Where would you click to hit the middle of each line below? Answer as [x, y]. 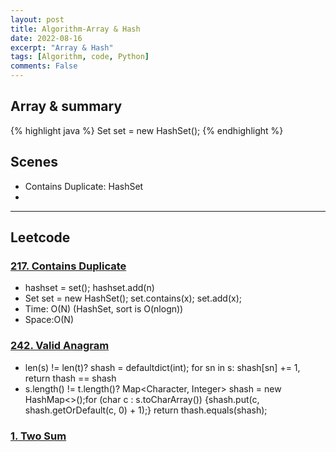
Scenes [34, 162]
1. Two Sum [38, 436]
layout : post [37, 19]
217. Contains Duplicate [68, 266]
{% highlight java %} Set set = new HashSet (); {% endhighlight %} [147, 130]
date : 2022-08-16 [46, 38]
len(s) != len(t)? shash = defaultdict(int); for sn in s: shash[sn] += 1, [162, 367]
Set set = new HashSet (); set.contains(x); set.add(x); [133, 298]
